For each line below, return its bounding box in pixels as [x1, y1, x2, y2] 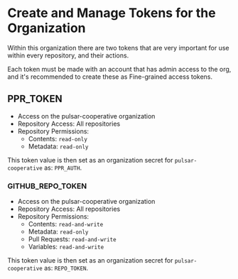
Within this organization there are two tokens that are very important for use [7, 43, 229, 52]
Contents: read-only [28, 134, 87, 143]
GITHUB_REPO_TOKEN [7, 181, 87, 191]
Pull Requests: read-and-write [28, 235, 117, 244]
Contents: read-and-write [28, 220, 104, 229]
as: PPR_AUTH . [43, 163, 82, 172]
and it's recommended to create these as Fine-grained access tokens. [7, 72, 213, 81]
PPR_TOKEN [7, 93, 63, 105]
